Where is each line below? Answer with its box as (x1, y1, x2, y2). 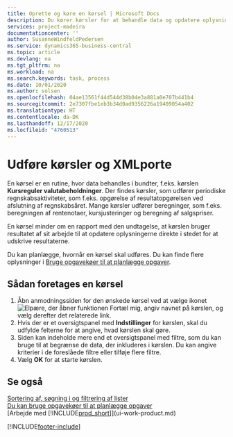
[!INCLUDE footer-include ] (7, 422, 81, 431)
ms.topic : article (7, 49, 60, 56)
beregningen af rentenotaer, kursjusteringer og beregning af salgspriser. (7, 209, 214, 217)
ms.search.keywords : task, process (7, 74, 110, 82)
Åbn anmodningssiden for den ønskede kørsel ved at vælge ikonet (17, 297, 207, 305)
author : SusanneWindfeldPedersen (7, 36, 104, 43)
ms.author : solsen (7, 88, 60, 94)
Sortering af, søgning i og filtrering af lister (7, 394, 128, 402)
